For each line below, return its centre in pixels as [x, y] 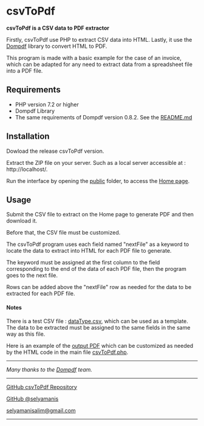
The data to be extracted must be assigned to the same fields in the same [98, 327]
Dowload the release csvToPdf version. [55, 151]
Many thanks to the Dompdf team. [49, 369]
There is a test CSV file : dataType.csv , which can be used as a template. [97, 321]
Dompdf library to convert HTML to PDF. [57, 46]
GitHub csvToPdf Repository [42, 387]
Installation [28, 137]
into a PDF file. [25, 70]
